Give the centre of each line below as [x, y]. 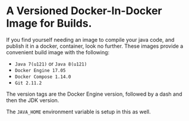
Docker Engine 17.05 [40, 70]
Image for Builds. [49, 23]
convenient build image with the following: [58, 52]
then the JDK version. [33, 100]
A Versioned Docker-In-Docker [84, 11]
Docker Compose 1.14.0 [43, 77]
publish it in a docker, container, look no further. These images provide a [95, 46]
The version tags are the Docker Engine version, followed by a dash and [94, 94]
